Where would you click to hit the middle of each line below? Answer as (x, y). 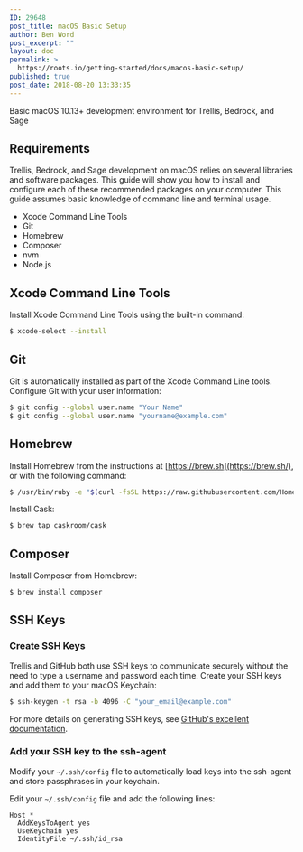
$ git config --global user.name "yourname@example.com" (119, 416)
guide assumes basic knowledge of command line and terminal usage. (140, 199)
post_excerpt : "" (42, 43)
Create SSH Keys (47, 646)
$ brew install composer (56, 593)
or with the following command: (68, 475)
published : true (40, 77)
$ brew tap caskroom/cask (58, 526)
